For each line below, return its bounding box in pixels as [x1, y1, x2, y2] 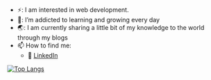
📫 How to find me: [17, 41, 71, 49]
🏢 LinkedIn [27, 51, 58, 59]
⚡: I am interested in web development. [17, 6, 129, 14]
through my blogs [17, 33, 68, 42]
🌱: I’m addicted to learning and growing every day [17, 16, 160, 24]
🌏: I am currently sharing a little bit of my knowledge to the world [17, 24, 205, 31]
